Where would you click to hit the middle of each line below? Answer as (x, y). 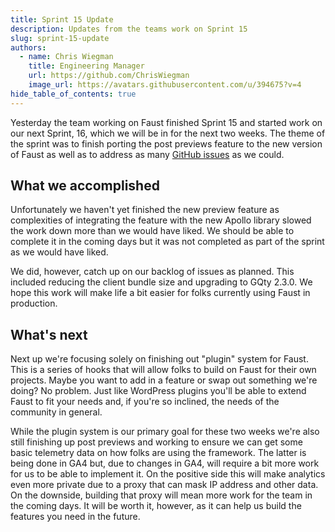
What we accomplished (85, 186)
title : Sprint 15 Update (62, 19)
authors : (28, 47)
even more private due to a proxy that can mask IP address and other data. (164, 485)
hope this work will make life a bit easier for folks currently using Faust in (160, 293)
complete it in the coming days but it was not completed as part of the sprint (167, 242)
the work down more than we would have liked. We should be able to (152, 231)
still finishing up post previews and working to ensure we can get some (156, 442)
